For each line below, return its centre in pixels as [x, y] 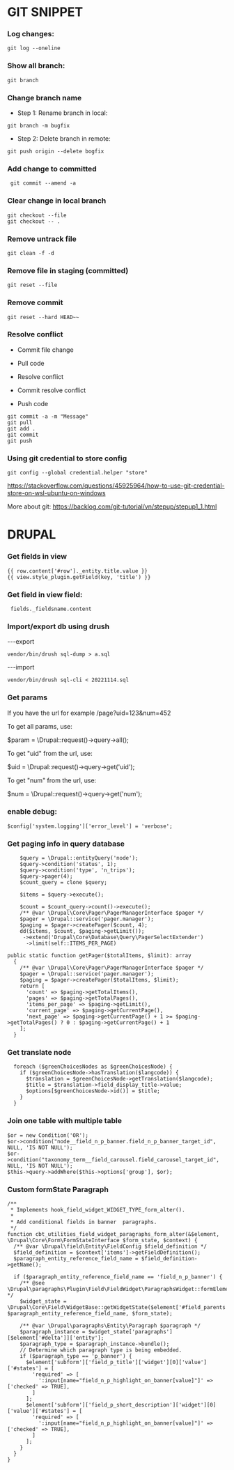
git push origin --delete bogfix [56, 152]
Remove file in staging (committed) [68, 270]
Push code [33, 403]
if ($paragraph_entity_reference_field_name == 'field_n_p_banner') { [118, 1277]
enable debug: [32, 812]
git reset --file [32, 285]
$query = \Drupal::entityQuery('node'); [79, 858]
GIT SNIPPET [45, 12]
